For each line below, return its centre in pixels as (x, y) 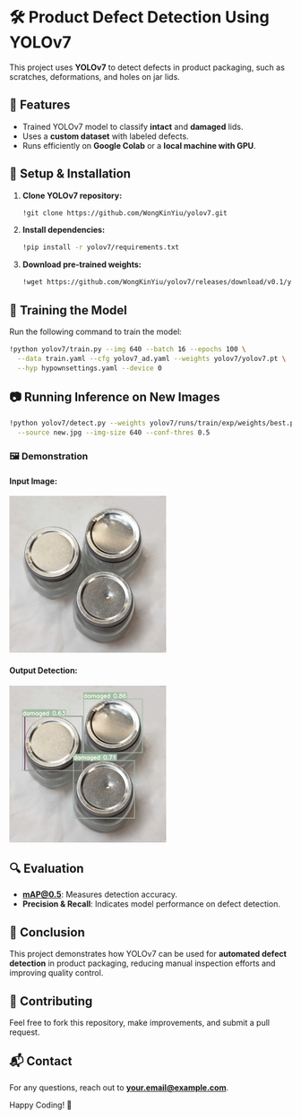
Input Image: (34, 481)
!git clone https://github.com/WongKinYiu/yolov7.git (125, 213)
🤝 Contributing (51, 1001)
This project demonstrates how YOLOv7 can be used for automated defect (148, 954)
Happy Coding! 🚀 (41, 1105)
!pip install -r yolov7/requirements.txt (101, 247)
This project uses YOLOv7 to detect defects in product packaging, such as (147, 67)
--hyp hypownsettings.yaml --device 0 (90, 368)
